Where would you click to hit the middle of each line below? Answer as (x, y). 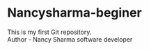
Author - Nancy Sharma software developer (70, 39)
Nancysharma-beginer (74, 13)
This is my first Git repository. (49, 32)
